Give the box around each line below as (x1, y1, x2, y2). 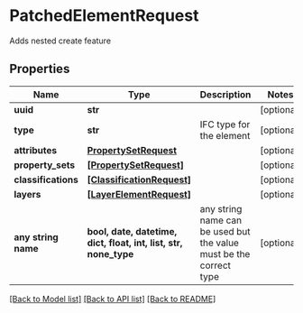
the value (199, 236, 239, 249)
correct (199, 259, 232, 272)
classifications (14, 173, 78, 186)
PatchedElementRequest (9, 5, 199, 26)
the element (199, 129, 251, 142)
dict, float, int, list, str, (87, 236, 183, 249)
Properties (9, 61, 70, 77)
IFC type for (199, 118, 251, 131)
